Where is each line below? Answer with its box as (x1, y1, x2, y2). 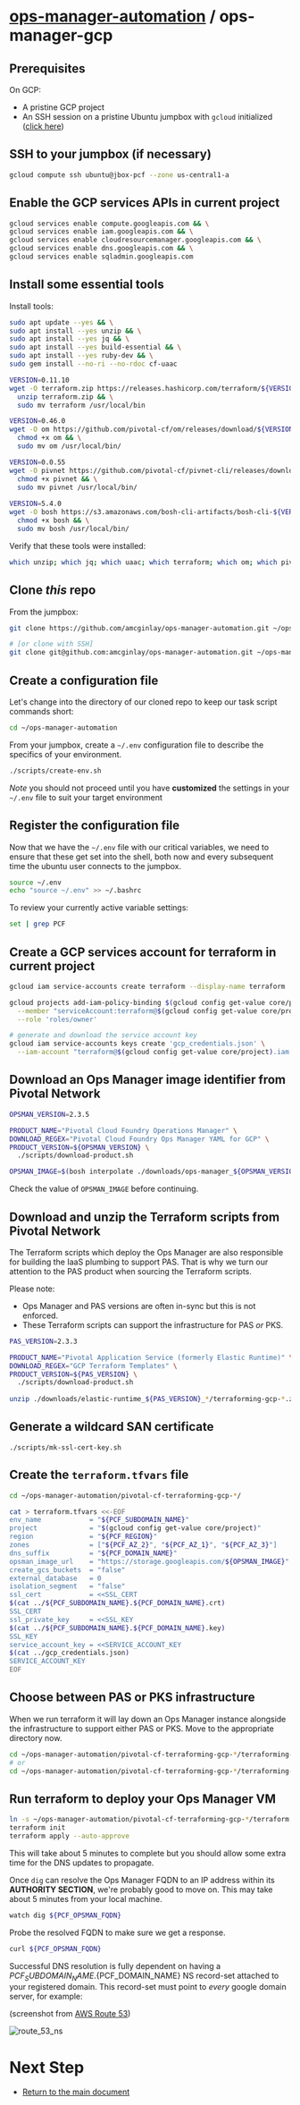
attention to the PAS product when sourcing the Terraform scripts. (9, 1265, 253, 1276)
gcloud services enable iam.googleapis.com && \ (9, 227, 194, 236)
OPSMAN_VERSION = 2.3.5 (9, 1110, 90, 1119)
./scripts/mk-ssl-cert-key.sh (9, 1442, 122, 1452)
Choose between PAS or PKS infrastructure (9, 1690, 256, 1705)
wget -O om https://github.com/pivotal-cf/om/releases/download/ (9, 425, 257, 435)
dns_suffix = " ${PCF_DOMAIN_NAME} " (9, 1549, 178, 1558)
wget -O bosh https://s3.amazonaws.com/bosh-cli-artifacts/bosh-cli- (9, 508, 274, 517)
